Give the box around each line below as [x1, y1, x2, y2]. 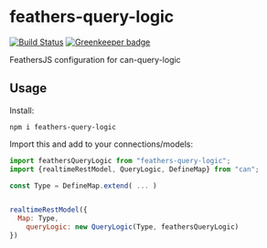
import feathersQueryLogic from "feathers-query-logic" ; [9, 156, 231, 165]
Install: [9, 105, 35, 116]
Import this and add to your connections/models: [9, 139, 194, 150]
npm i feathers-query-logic [9, 122, 117, 131]
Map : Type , [17, 214, 59, 223]
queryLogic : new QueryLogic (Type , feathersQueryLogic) [26, 222, 240, 232]
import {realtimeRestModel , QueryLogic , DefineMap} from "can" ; [9, 164, 260, 174]
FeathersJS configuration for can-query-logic [9, 54, 181, 65]
